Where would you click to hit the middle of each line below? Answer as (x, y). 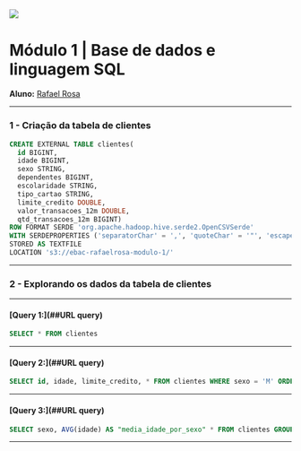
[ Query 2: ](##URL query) (57, 362)
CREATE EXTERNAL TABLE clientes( (72, 144)
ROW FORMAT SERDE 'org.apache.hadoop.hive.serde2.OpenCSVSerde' (132, 228)
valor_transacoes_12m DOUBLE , (73, 211)
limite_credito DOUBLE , (61, 203)
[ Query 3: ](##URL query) (57, 410)
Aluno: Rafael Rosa (45, 94)
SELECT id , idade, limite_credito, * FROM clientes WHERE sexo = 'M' (142, 382)
